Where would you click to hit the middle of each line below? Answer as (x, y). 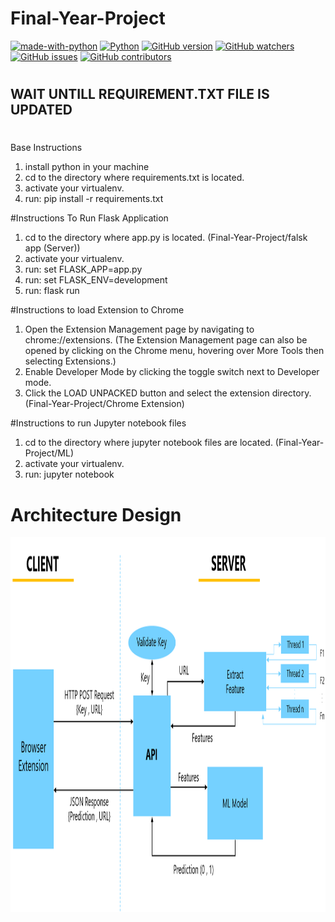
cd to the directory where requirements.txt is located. (134, 178)
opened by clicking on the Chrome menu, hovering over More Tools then (174, 351)
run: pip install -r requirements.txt (94, 199)
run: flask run (52, 291)
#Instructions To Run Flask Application (89, 218)
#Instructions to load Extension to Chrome (97, 310)
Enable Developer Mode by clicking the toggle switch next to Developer (172, 372)
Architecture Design (96, 514)
